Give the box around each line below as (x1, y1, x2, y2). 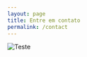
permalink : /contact (7, 23, 69, 30)
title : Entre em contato (7, 17, 81, 24)
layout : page (7, 10, 46, 18)
